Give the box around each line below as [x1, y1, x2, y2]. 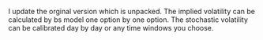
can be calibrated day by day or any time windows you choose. [8, 24, 214, 32]
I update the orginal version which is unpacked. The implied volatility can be [8, 7, 255, 16]
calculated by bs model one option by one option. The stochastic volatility [8, 15, 249, 24]
